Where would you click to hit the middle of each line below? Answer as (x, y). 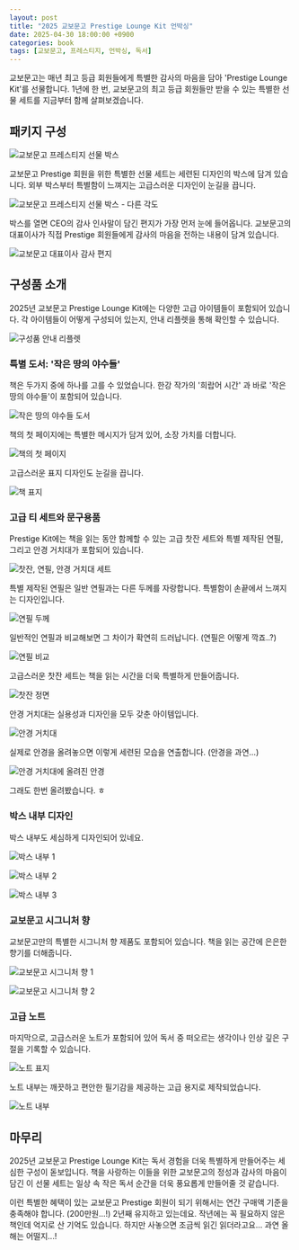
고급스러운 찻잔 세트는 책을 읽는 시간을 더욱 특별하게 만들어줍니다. (124, 676)
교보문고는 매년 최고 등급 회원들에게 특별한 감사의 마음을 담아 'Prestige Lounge (149, 78)
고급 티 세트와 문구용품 (55, 517)
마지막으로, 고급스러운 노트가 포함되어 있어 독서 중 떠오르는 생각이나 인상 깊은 (145, 1038)
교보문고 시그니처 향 (50, 920)
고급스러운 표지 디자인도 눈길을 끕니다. (76, 473)
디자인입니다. (42, 600)
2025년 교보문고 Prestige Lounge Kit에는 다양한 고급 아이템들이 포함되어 (138, 308)
